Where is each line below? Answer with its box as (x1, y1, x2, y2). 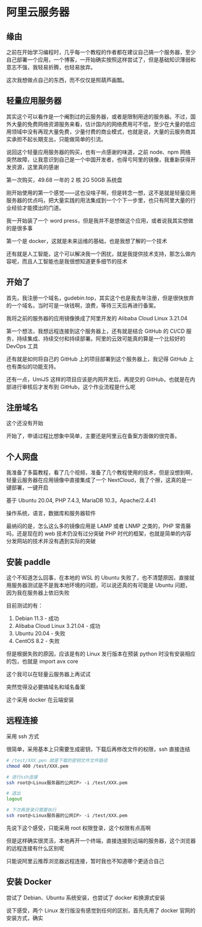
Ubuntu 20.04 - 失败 (14, 630, 66, 637)
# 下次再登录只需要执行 (6, 807, 57, 813)
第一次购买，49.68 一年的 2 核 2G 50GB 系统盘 (6, 176, 123, 183)
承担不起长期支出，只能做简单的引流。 (11, 135, 106, 142)
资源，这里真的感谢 (11, 163, 59, 171)
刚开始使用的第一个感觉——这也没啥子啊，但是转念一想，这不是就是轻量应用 (6, 189, 196, 196)
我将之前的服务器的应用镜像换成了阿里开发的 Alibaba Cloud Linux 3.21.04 (6, 314, 188, 321)
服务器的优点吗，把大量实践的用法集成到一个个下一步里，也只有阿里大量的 (6, 197, 191, 204)
